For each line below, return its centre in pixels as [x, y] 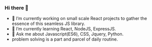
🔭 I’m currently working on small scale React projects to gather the [79, 19]
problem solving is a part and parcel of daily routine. [65, 39]
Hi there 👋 [17, 8]
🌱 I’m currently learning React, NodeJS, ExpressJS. [64, 29]
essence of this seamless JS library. [48, 23]
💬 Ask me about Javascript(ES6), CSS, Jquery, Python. [68, 34]
